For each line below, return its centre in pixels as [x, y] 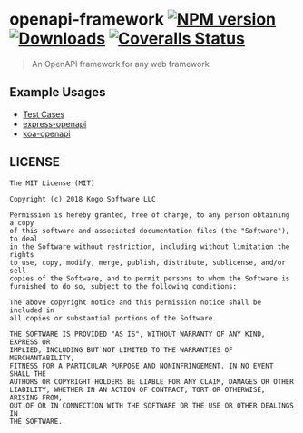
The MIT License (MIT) [52, 183]
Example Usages [58, 92]
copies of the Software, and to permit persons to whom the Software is [150, 278]
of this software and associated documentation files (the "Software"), [150, 231]
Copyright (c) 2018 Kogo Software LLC [83, 199]
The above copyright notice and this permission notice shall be [135, 302]
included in [32, 310]
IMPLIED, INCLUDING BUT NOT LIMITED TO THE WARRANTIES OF [121, 349]
